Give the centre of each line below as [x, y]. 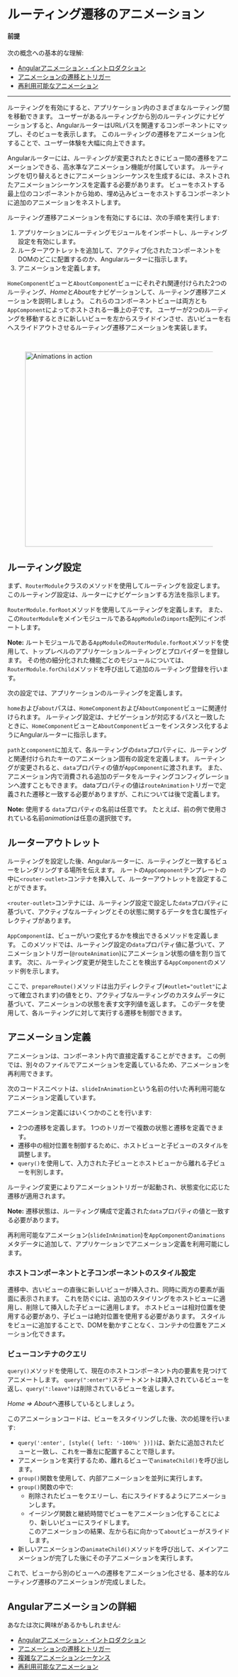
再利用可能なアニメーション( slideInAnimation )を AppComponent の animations [116, 1235]
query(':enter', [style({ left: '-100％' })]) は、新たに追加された [118, 1443]
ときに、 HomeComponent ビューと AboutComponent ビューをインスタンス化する [115, 726]
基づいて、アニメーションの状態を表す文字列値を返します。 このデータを [113, 1004]
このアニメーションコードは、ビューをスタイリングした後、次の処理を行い [116, 1419]
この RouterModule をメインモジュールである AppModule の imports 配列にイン [114, 619]
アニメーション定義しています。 [53, 1097]
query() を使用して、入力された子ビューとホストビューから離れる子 [115, 1163]
